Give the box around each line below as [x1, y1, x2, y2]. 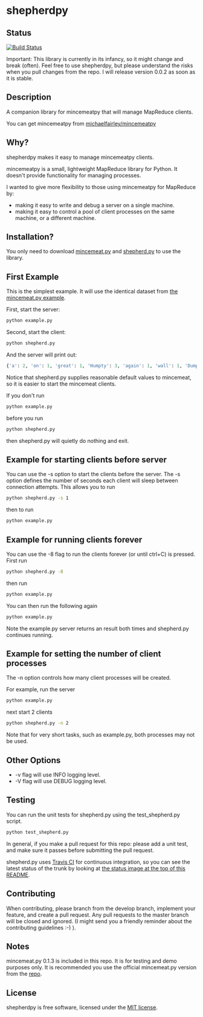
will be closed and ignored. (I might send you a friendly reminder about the [6, 917, 192, 925]
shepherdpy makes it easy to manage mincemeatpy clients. [6, 153, 154, 161]
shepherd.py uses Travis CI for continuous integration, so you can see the [6, 858, 190, 865]
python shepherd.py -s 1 [6, 495, 69, 502]
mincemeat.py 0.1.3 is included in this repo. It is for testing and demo [6, 957, 177, 964]
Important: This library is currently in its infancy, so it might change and [6, 56, 184, 62]
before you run [6, 415, 43, 422]
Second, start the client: [6, 329, 66, 336]
